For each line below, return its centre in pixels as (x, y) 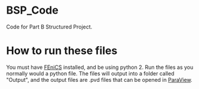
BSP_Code (32, 10)
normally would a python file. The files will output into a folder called (90, 73)
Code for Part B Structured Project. (49, 27)
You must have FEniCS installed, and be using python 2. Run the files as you (100, 67)
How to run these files (62, 51)
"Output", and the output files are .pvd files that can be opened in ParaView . (99, 80)
